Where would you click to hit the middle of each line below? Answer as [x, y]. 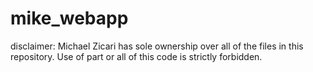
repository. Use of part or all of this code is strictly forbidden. [136, 56]
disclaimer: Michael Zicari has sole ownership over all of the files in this [157, 46]
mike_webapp [69, 18]
